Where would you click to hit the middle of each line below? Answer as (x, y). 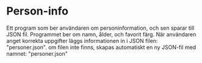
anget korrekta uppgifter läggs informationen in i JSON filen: (82, 41)
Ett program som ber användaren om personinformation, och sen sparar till (100, 28)
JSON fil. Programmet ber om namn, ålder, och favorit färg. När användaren (101, 34)
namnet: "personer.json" (37, 53)
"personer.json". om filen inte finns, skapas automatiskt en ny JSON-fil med (101, 47)
